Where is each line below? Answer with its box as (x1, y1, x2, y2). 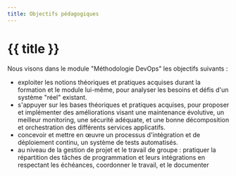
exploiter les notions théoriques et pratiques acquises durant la (17, 78, 201, 86)
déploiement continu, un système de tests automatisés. (17, 138, 178, 146)
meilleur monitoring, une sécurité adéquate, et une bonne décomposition (17, 115, 230, 124)
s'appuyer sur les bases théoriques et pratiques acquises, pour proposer (17, 100, 230, 109)
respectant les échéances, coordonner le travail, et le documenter (17, 160, 209, 169)
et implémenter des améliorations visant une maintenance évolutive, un (17, 107, 225, 117)
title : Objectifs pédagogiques (7, 10, 99, 18)
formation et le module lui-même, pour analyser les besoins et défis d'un (17, 86, 229, 94)
